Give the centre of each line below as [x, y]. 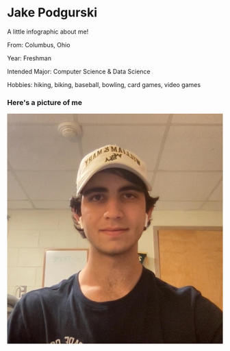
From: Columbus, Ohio [39, 45]
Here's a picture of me [44, 102]
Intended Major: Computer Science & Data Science [79, 71]
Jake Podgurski [52, 13]
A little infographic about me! [48, 32]
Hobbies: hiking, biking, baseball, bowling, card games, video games [104, 84]
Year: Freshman [29, 58]
